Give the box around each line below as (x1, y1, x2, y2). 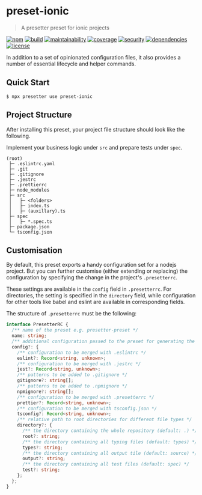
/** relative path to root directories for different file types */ (17, 416, 192, 423)
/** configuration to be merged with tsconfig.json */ (17, 405, 158, 411)
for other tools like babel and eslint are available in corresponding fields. (6, 299, 185, 306)
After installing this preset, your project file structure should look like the (6, 126, 185, 133)
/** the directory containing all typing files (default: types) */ (22, 439, 198, 445)
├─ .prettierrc (8, 181, 47, 187)
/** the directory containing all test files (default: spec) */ (22, 461, 189, 467)
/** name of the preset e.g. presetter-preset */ (11, 327, 138, 333)
